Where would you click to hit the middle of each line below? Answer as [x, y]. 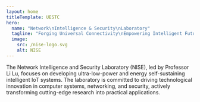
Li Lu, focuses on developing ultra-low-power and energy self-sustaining [96, 73]
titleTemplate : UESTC [33, 17]
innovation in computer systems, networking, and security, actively [88, 86]
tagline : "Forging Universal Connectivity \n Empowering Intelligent [97, 34]
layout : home [22, 12]
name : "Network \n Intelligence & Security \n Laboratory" [81, 28]
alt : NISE [29, 50]
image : [20, 39]
